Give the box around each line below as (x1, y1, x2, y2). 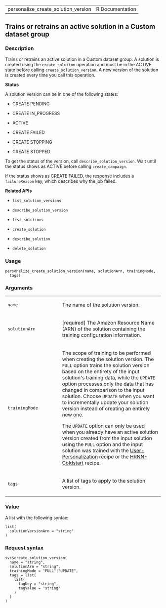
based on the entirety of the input (62, 368, 140, 375)
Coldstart (62, 459, 84, 466)
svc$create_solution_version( (5, 555, 68, 560)
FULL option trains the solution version (62, 362, 150, 369)
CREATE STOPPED (12, 148, 50, 155)
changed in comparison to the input (62, 387, 145, 394)
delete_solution (12, 246, 46, 251)
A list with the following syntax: (5, 515, 69, 521)
